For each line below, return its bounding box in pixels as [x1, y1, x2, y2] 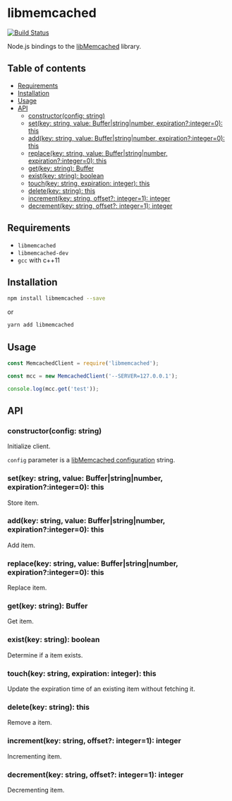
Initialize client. [7, 442, 51, 450]
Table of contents [7, 62, 86, 75]
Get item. [7, 617, 34, 626]
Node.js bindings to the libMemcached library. [7, 42, 142, 50]
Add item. [7, 541, 36, 549]
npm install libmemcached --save [7, 295, 106, 302]
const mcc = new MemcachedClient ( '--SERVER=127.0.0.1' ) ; [7, 373, 178, 380]
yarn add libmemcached [7, 322, 74, 329]
